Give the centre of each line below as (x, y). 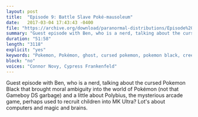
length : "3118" (25, 45)
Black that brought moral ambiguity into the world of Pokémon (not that (93, 89)
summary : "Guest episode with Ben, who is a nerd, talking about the (93, 34)
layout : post (22, 11)
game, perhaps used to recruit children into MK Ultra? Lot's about (86, 102)
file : (13, 28)
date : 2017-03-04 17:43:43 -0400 (50, 22)
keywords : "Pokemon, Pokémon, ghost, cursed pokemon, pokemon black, (93, 55)
